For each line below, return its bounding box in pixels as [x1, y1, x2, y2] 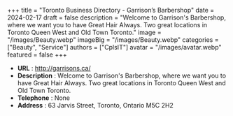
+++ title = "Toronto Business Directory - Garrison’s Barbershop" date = [7, 6, 215, 14]
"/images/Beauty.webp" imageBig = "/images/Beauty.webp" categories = [7, 36, 219, 44]
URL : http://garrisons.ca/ [17, 64, 91, 72]
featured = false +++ [7, 50, 68, 59]
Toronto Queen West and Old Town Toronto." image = [7, 28, 162, 36]
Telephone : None [17, 94, 71, 102]
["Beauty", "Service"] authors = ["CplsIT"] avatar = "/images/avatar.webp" [7, 43, 222, 51]
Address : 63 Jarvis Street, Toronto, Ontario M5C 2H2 [17, 101, 174, 109]
